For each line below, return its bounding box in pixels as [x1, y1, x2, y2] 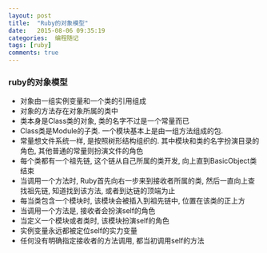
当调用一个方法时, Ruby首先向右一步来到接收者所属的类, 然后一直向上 [19, 176, 249, 186]
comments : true [8, 49, 59, 57]
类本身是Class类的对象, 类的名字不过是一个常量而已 [19, 117, 190, 126]
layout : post [8, 11, 52, 20]
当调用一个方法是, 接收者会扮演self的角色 [19, 206, 156, 215]
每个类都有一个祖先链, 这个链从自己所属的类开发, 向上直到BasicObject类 [19, 156, 257, 166]
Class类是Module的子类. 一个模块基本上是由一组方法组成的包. [19, 126, 224, 136]
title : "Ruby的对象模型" [8, 19, 89, 27]
